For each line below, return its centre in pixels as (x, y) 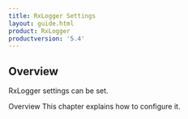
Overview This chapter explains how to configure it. (94, 107)
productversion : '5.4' (47, 38)
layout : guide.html (41, 23)
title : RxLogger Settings (52, 16)
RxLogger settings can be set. (58, 91)
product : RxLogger (39, 31)
